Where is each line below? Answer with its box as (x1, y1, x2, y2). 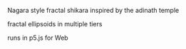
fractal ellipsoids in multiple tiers (7, 20, 103, 28)
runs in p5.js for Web (7, 33, 69, 42)
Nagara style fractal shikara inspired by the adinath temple (7, 6, 180, 14)
